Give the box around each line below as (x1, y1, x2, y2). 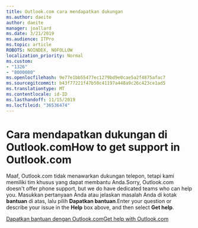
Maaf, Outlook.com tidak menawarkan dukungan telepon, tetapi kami (6, 172, 175, 179)
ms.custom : (6, 58, 33, 64)
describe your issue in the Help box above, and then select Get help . (6, 204, 174, 211)
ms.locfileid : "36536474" (6, 102, 70, 108)
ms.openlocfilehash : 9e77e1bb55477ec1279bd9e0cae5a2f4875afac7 (6, 75, 166, 81)
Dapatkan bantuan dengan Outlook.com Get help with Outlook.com (6, 216, 169, 223)
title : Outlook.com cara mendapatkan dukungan (6, 8, 123, 15)
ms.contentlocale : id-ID (6, 91, 68, 97)
